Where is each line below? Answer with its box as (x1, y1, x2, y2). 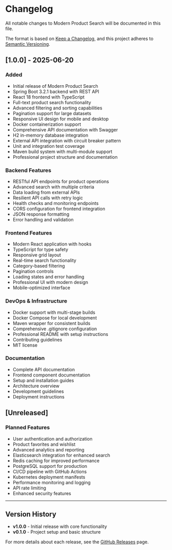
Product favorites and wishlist (12, 441, 76, 447)
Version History (5, 509, 56, 519)
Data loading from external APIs (12, 189, 80, 195)
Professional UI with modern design (12, 279, 89, 286)
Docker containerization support (12, 121, 81, 127)
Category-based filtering (12, 263, 65, 269)
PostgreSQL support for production (12, 463, 88, 469)
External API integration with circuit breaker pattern (12, 137, 121, 144)
